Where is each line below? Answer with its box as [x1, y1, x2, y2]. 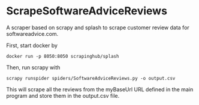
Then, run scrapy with [6, 64, 61, 71]
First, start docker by [6, 42, 58, 49]
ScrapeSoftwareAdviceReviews [6, 4, 168, 18]
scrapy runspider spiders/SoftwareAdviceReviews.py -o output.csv [6, 75, 176, 81]
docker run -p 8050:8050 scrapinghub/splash [6, 53, 119, 59]
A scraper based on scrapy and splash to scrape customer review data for [6, 24, 190, 31]
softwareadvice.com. [6, 30, 59, 37]
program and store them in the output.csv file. [6, 92, 120, 99]
